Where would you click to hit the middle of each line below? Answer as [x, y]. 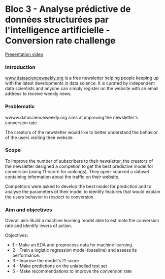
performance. [26, 255]
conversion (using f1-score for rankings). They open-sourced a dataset [77, 171]
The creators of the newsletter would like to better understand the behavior [82, 132]
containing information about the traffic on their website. [62, 177]
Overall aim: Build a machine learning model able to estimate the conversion [82, 221]
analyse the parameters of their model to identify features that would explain [83, 191]
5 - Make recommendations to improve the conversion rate [72, 271]
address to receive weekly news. [38, 94]
